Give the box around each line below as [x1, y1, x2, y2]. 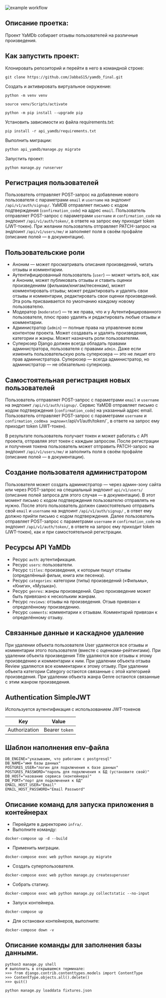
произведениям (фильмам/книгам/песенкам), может [12, 283, 125, 289]
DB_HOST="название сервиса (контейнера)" [5, 774, 92, 779]
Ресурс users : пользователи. [12, 561, 73, 567]
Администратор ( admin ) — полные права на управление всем [12, 325, 143, 331]
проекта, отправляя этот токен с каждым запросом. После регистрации [5, 438, 160, 444]
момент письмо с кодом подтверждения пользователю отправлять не [5, 497, 155, 503]
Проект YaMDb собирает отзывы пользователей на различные [5, 32, 138, 38]
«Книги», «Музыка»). [12, 583, 57, 589]
